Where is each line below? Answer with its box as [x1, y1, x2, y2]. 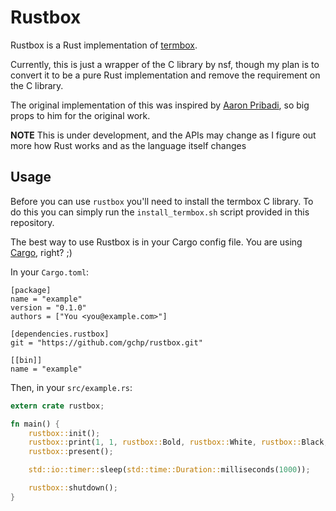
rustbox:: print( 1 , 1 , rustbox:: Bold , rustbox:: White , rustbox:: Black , [28, 437, 329, 448]
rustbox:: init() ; [28, 428, 101, 438]
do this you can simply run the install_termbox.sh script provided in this [10, 206, 310, 218]
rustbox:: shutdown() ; [28, 483, 118, 493]
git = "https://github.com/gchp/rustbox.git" [10, 337, 203, 348]
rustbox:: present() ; [28, 447, 114, 457]
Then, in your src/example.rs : [10, 381, 133, 393]
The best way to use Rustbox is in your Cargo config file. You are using [10, 236, 303, 248]
